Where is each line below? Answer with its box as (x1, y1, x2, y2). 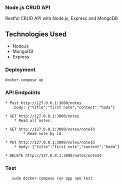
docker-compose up (5, 77, 43, 82)
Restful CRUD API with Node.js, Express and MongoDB (5, 15, 118, 21)
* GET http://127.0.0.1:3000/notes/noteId (5, 126, 95, 131)
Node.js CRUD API (5, 4, 50, 11)
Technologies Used (5, 29, 66, 38)
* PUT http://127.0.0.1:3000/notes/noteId (5, 139, 95, 145)
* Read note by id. (23, 131, 64, 136)
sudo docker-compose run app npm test (11, 176, 93, 181)
